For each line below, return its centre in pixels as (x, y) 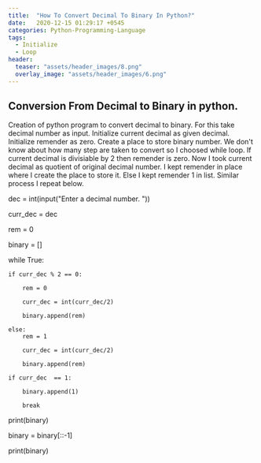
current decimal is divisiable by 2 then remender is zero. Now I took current (130, 159)
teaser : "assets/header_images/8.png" (79, 67)
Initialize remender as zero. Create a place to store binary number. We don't (131, 142)
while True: (26, 260)
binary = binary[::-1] (40, 435)
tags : (17, 37)
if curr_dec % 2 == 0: (45, 274)
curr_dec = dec (33, 215)
